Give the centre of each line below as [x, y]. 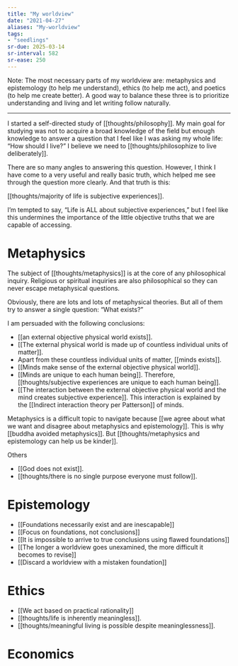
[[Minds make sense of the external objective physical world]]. [109, 367]
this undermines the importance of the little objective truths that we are [111, 217]
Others [17, 455]
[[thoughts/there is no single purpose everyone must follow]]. [107, 476]
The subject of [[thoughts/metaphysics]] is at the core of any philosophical [117, 273]
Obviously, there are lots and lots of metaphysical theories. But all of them [115, 301]
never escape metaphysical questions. [64, 288]
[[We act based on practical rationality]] [76, 610]
